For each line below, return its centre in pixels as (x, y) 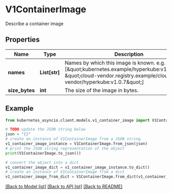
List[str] (50, 72)
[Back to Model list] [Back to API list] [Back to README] (64, 187)
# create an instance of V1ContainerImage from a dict (65, 172)
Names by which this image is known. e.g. (115, 62)
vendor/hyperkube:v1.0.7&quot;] (104, 82)
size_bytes (21, 90)
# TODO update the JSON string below (46, 130)
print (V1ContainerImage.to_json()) (43, 153)
